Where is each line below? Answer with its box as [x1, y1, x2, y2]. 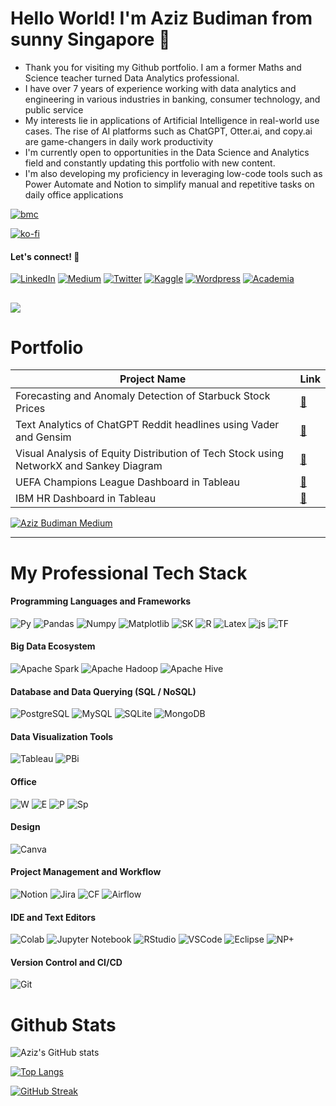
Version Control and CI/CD [10, 956, 123, 968]
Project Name [119, 372, 187, 386]
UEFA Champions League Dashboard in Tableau [15, 475, 241, 489]
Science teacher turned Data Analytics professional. [24, 72, 240, 84]
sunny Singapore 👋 [10, 28, 171, 51]
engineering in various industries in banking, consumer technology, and [24, 93, 321, 105]
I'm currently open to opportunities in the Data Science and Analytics [24, 146, 310, 158]
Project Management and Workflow [10, 866, 162, 878]
